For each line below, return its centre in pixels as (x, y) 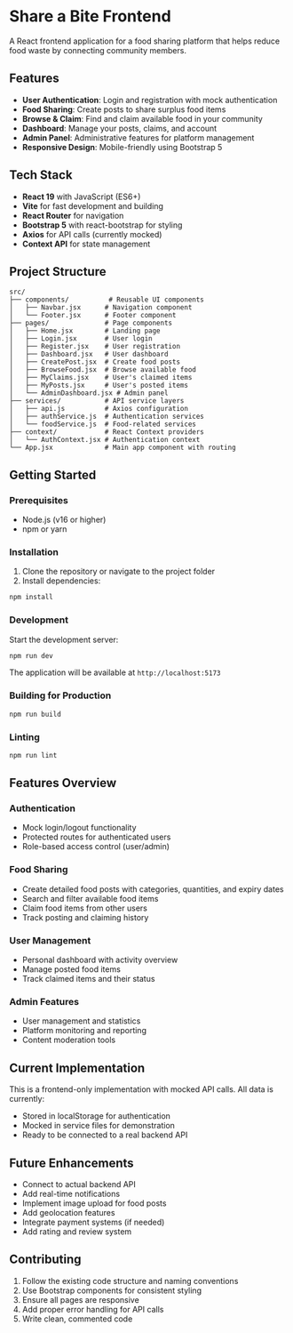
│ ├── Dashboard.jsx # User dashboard (89, 354)
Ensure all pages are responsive (80, 1299)
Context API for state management (86, 244)
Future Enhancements (72, 1163)
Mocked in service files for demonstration (99, 1126)
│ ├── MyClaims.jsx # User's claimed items (101, 378)
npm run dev (31, 655)
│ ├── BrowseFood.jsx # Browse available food (103, 370)
